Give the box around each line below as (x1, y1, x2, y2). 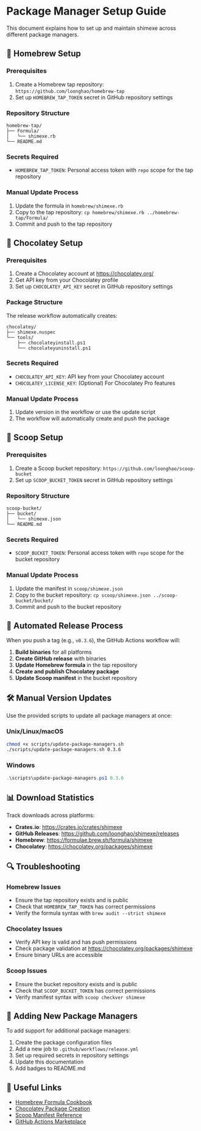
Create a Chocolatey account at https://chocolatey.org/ (15, 270, 154, 278)
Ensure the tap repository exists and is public (15, 897, 129, 904)
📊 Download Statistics (6, 793, 94, 803)
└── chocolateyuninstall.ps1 (17, 345, 91, 351)
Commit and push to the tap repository (15, 220, 113, 228)
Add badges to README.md (15, 1065, 86, 1072)
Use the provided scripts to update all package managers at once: (6, 712, 172, 720)
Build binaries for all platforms (15, 648, 92, 656)
